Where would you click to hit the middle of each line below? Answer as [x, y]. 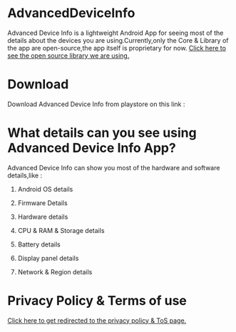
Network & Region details [55, 271]
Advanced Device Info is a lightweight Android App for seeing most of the [116, 33]
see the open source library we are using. [68, 56]
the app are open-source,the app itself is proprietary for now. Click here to [117, 48]
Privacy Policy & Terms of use [97, 301]
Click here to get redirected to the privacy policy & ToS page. [97, 320]
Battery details [39, 244]
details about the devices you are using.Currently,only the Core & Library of [118, 40]
